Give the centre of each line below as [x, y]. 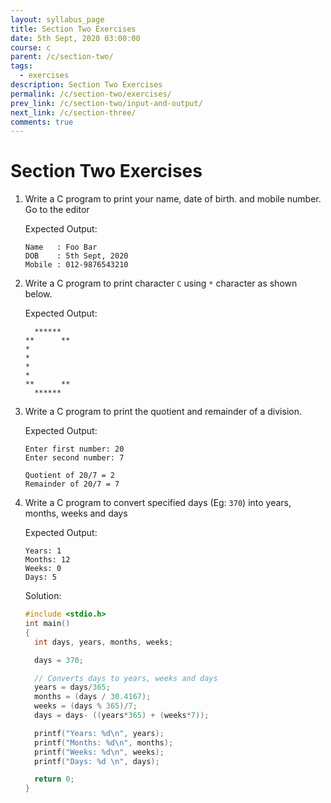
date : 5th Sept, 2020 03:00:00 [75, 38]
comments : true [42, 122]
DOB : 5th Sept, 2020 [76, 256]
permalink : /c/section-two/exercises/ [91, 94]
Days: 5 [40, 577]
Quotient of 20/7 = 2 [69, 476]
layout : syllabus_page [57, 19]
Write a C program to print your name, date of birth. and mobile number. [173, 199]
